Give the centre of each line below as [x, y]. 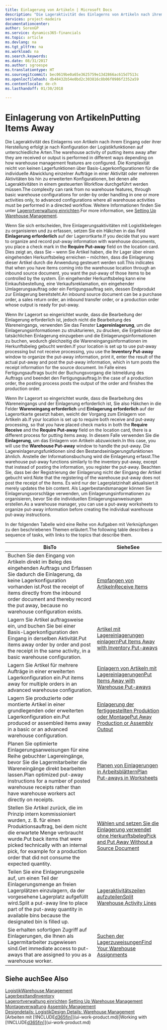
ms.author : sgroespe [27, 65]
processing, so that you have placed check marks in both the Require [76, 425]
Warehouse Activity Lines [126, 903]
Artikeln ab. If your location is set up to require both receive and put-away [80, 419]
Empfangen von [115, 581]
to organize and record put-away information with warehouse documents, [81, 242]
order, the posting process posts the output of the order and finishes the [79, 384]
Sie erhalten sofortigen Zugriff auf [47, 930]
